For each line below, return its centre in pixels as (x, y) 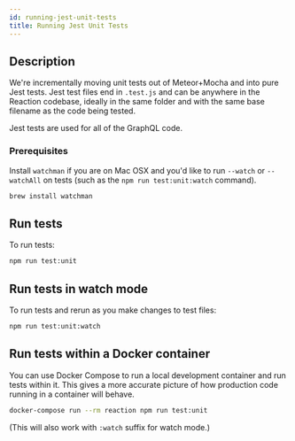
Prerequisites (39, 151)
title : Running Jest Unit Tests (69, 26)
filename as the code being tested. (72, 111)
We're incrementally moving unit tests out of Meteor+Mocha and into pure (144, 83)
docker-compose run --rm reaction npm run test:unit (109, 410)
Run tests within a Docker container (110, 354)
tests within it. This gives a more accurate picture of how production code (144, 384)
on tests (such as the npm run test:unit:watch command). (150, 180)
